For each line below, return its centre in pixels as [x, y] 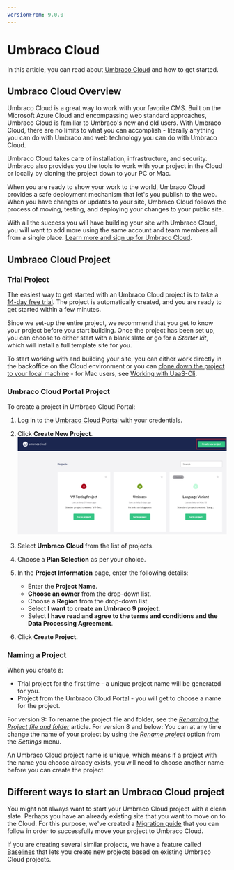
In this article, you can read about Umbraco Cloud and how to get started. [113, 69]
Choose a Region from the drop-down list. [88, 601]
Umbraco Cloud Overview [64, 91]
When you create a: [36, 670]
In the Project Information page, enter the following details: [103, 573]
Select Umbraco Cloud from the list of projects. [86, 546]
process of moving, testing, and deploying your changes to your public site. [116, 209]
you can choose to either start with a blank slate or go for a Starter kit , [108, 338]
